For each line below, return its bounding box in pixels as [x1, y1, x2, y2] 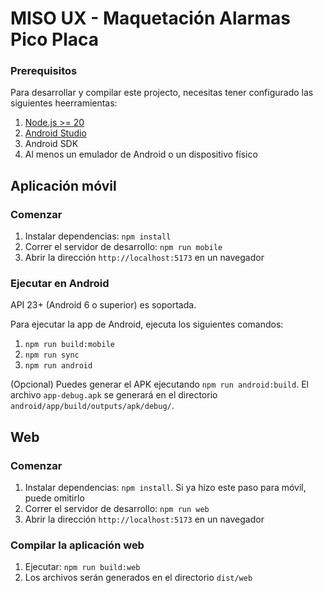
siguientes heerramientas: [10, 97, 118, 109]
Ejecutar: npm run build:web [24, 561, 141, 573]
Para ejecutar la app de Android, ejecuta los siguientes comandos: [10, 318, 284, 331]
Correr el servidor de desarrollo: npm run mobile [24, 241, 223, 253]
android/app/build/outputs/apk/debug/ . [10, 400, 175, 412]
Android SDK [24, 138, 79, 150]
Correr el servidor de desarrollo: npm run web [24, 503, 210, 515]
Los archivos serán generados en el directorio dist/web [24, 572, 253, 584]
